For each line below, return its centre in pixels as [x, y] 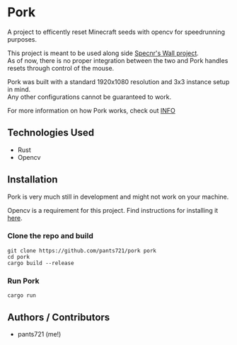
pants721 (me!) [39, 334]
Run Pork [23, 281]
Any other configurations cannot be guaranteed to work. [89, 97]
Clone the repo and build [50, 236]
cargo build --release [41, 263]
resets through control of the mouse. [61, 68]
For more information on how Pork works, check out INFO [91, 110]
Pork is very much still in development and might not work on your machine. [118, 197]
